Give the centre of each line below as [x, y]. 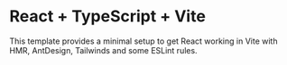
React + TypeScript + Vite [107, 16]
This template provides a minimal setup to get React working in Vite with [143, 41]
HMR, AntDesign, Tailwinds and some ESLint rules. [103, 50]
